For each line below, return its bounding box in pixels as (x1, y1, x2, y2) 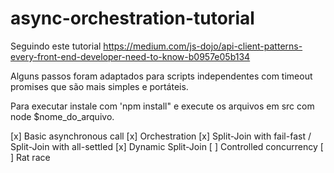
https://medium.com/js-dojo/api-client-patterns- (103, 40, 303, 52)
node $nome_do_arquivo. (10, 110, 115, 122)
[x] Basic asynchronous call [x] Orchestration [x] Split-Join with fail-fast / (10, 130, 312, 142)
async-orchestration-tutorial (10, 7, 255, 30)
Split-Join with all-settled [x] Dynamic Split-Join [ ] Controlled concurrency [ (10, 140, 324, 152)
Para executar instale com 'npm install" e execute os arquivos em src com (10, 100, 315, 112)
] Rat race (10, 151, 51, 163)
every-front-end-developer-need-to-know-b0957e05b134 (10, 50, 251, 62)
